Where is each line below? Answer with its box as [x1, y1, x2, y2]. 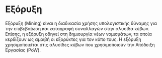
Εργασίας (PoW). [5, 47, 41, 53]
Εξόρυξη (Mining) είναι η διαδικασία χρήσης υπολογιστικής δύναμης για [5, 20, 157, 26]
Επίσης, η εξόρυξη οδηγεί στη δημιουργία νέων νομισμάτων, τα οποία [5, 31, 152, 37]
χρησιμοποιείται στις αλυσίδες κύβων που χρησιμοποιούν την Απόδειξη [5, 41, 155, 47]
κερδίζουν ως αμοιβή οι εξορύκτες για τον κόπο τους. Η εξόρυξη [5, 36, 142, 42]
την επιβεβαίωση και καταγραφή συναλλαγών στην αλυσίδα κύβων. [5, 25, 150, 31]
